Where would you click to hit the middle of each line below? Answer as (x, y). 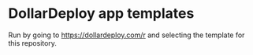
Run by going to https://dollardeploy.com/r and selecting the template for (126, 35)
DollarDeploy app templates (101, 14)
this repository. (33, 43)
